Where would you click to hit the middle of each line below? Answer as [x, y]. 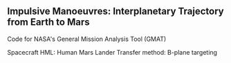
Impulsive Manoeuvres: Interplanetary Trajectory [115, 11]
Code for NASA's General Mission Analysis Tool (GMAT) [87, 39]
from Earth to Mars [48, 22]
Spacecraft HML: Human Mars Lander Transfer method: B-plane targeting [112, 52]
